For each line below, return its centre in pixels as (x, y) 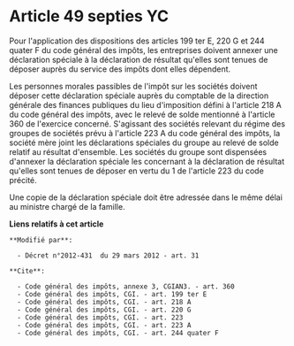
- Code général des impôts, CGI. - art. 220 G (104, 310)
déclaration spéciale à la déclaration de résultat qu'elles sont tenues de (139, 59)
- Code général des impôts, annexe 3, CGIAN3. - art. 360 (126, 286)
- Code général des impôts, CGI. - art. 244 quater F (118, 333)
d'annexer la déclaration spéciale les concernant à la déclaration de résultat (147, 161)
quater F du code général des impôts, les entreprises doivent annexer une (143, 50)
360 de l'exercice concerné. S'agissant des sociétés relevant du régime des (147, 123)
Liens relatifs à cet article (57, 224)
